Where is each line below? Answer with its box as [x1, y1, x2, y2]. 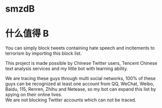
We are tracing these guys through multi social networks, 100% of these [5, 76, 156, 82]
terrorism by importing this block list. [5, 50, 82, 56]
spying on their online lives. [5, 92, 62, 98]
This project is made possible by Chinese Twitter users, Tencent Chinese [5, 60, 157, 66]
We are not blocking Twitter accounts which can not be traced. [5, 97, 137, 103]
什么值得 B [5, 28, 49, 40]
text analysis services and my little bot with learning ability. [5, 65, 128, 71]
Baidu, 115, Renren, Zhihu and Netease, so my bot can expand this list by [5, 86, 156, 92]
